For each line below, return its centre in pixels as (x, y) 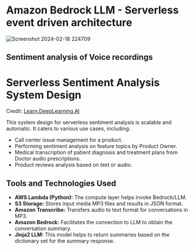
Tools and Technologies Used (61, 183)
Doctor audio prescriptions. (47, 159)
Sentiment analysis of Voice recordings (80, 57)
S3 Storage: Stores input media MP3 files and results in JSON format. (99, 204)
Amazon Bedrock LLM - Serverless (92, 10)
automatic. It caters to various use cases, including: (68, 129)
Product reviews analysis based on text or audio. (73, 165)
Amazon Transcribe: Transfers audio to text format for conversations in (101, 210)
